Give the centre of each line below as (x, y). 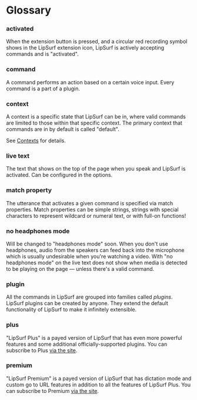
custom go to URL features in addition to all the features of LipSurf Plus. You (98, 385)
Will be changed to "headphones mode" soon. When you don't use (87, 244)
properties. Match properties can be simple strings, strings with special (92, 209)
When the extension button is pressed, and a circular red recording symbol (97, 41)
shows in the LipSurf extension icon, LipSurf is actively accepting (85, 48)
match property (29, 191)
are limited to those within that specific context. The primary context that (94, 123)
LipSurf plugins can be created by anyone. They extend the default (87, 303)
